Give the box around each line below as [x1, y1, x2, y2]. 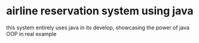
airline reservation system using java [6, 4, 194, 18]
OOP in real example [6, 30, 57, 37]
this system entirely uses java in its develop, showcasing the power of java [6, 24, 190, 31]
